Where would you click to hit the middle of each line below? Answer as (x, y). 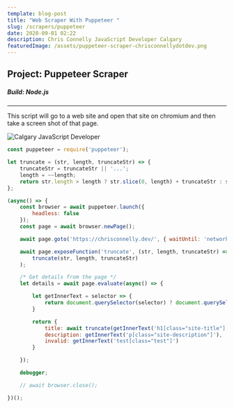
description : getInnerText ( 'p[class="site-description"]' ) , (133, 335)
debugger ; (34, 373)
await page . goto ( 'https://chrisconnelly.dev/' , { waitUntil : (110, 239)
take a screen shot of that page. (53, 123)
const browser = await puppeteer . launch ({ (82, 207)
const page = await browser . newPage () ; (78, 227)
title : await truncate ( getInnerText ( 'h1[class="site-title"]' (136, 328)
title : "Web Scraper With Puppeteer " (63, 20)
